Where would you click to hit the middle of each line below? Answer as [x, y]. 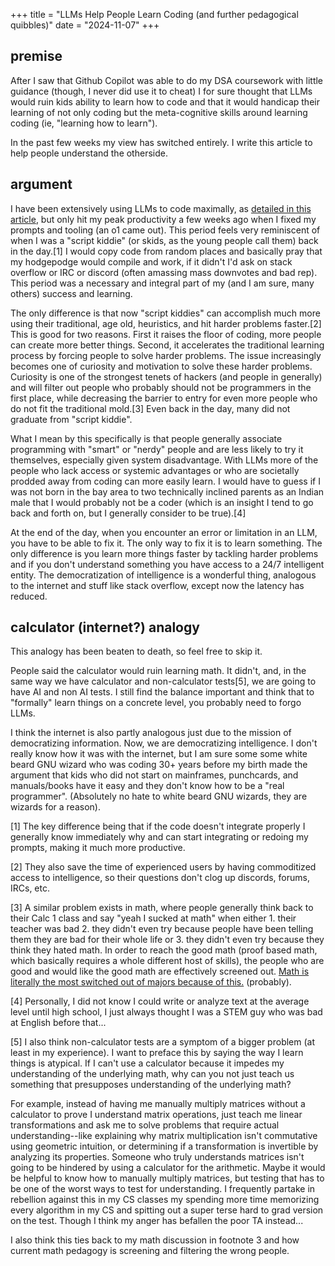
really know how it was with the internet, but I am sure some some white [159, 754]
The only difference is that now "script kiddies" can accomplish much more [165, 313]
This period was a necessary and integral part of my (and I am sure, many [162, 283]
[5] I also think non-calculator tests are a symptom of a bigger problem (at [162, 1042]
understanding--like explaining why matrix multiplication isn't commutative [164, 1136]
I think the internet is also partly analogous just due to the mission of [151, 733]
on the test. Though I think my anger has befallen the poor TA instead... [157, 1221]
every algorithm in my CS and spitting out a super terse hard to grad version [167, 1210]
